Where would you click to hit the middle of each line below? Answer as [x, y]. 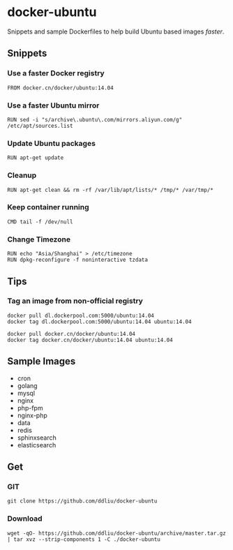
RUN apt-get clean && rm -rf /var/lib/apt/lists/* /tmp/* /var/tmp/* [111, 190]
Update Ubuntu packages [52, 143]
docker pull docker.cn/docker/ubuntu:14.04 [72, 334]
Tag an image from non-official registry [75, 301]
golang [27, 385]
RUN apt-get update [36, 158]
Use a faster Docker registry [56, 73]
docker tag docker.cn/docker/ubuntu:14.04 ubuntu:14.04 [90, 340]
